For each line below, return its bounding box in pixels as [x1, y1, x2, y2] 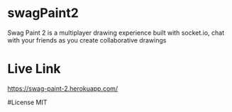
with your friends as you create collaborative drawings [7, 35, 167, 44]
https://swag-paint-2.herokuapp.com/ [7, 84, 118, 93]
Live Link [7, 61, 62, 77]
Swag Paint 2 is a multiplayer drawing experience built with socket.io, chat [7, 28, 225, 37]
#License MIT [7, 98, 48, 106]
